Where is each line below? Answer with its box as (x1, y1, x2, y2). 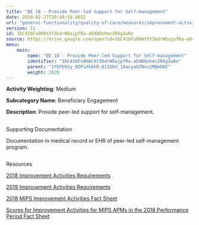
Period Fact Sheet (6, 213, 50, 220)
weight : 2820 (27, 69, 60, 75)
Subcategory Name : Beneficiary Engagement (6, 97, 118, 104)
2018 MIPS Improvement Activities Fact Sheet (6, 195, 117, 202)
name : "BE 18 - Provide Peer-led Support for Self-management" (27, 53, 187, 59)
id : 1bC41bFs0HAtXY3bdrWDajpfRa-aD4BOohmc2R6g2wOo (6, 31, 134, 37)
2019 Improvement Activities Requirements (6, 184, 111, 191)
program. (6, 143, 29, 150)
